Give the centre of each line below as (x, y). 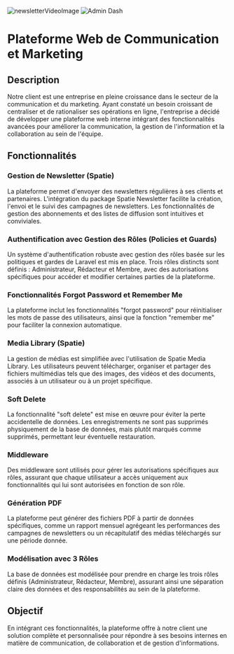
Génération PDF (35, 503)
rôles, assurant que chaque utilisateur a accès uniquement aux (98, 477)
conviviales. (25, 221)
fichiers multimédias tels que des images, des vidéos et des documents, (111, 373)
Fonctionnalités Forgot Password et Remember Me (95, 294)
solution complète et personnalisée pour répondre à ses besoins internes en (117, 635)
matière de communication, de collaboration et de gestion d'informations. (113, 643)
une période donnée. (37, 540)
